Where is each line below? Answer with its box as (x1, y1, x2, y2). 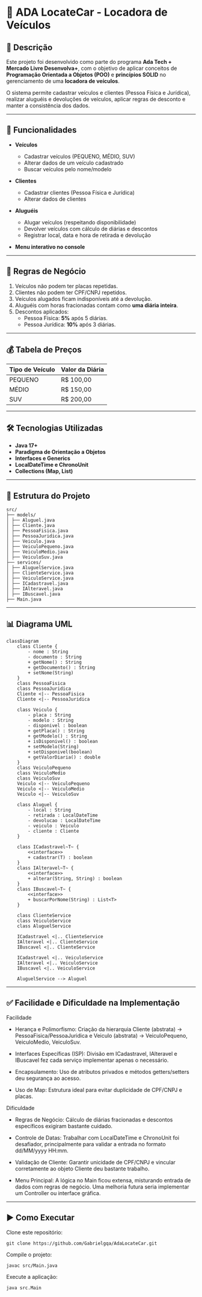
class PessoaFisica (17, 680, 66, 686)
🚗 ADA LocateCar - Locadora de (6, 5, 168, 19)
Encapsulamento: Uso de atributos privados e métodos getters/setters (14, 1068, 189, 1075)
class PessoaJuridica (17, 686, 71, 692)
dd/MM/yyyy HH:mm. (14, 1147, 69, 1154)
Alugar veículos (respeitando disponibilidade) (23, 218, 136, 226)
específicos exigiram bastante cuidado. (14, 1122, 113, 1129)
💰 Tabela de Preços (6, 345, 82, 355)
